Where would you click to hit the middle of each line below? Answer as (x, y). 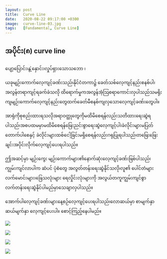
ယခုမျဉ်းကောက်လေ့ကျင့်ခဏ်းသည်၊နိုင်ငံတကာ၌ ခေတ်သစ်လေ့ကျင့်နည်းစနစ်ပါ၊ (80, 82)
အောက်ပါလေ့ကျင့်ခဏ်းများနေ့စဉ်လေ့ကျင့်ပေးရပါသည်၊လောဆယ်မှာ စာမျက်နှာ (80, 201)
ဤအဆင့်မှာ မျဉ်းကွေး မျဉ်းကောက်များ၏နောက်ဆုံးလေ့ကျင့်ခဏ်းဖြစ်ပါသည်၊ (78, 158)
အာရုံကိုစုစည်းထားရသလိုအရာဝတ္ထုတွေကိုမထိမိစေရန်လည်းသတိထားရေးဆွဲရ (78, 115)
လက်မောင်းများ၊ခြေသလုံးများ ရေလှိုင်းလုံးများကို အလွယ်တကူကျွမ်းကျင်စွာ (76, 177)
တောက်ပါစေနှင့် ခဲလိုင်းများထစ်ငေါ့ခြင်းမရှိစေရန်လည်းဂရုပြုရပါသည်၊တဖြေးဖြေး (82, 135)
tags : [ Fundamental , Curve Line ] (42, 28)
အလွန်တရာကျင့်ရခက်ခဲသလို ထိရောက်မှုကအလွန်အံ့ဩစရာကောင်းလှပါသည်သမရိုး (83, 92)
